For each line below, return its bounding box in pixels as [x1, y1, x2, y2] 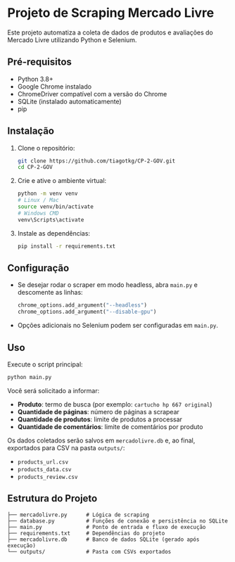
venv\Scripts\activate [17, 216, 84, 223]
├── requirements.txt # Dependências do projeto [7, 530, 165, 537]
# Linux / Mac [17, 197, 59, 204]
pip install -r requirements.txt [17, 243, 116, 250]
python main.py [7, 373, 52, 381]
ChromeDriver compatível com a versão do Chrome [17, 89, 167, 98]
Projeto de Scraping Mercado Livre [7, 5, 215, 21]
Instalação [7, 125, 55, 137]
